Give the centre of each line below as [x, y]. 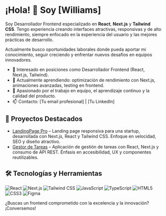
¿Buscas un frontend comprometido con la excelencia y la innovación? [77, 203]
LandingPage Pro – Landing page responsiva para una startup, [76, 131]
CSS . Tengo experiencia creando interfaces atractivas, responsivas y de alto [83, 29]
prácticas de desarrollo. [29, 40]
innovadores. [19, 60]
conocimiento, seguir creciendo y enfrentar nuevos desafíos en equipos [79, 55]
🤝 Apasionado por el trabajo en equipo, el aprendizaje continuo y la [81, 90]
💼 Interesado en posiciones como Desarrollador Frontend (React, [79, 70]
